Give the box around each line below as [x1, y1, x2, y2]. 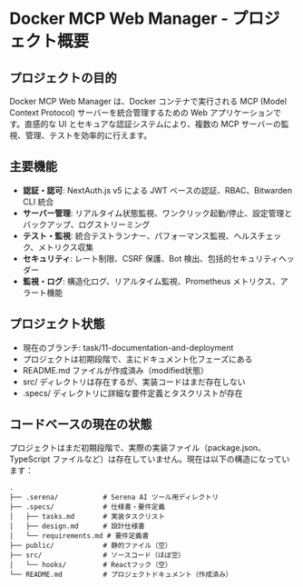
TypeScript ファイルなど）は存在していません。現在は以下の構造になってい [9, 453, 290, 464]
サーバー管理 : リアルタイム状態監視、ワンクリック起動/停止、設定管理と [22, 207, 293, 218]
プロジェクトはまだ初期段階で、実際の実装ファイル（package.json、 [9, 443, 266, 453]
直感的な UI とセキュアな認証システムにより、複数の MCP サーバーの [24, 119, 281, 129]
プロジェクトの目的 [9, 70, 117, 85]
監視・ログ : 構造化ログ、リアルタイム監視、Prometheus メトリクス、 [22, 275, 281, 286]
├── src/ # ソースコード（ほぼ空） [9, 551, 186, 560]
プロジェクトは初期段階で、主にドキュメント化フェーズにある [22, 353, 253, 364]
